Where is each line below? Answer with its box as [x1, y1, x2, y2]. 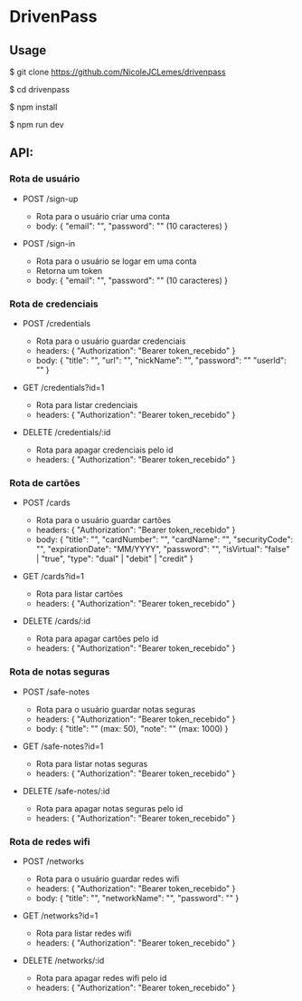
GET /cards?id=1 [22, 571, 84, 582]
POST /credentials [22, 317, 91, 328]
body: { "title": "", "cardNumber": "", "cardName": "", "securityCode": [35, 534, 294, 545]
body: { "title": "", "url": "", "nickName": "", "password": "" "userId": [35, 355, 287, 365]
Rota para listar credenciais [35, 399, 138, 410]
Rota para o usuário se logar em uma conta [35, 256, 197, 267]
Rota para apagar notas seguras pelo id [35, 802, 184, 813]
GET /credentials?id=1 [22, 382, 105, 393]
